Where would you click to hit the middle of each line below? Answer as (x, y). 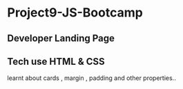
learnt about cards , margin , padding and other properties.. (91, 78)
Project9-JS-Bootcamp (75, 13)
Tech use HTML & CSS (56, 61)
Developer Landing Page (61, 38)
